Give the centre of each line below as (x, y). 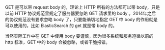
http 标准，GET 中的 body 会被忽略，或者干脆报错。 (58, 42)
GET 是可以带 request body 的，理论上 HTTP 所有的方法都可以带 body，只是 (83, 7)
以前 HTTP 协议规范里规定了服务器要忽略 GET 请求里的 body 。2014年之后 (81, 13)
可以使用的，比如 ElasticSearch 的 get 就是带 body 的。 (61, 25)
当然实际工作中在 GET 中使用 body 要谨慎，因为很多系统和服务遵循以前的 (79, 36)
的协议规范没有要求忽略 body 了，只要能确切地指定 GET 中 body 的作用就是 (82, 19)
